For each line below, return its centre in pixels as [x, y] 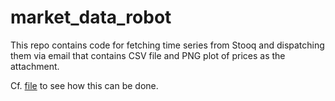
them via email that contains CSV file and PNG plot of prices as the [148, 55]
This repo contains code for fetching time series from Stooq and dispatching [167, 45]
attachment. [35, 66]
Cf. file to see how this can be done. [84, 85]
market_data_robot [91, 17]
